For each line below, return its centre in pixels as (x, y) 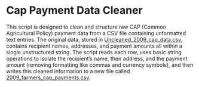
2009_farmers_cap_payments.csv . (48, 77)
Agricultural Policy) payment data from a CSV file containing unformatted (96, 33)
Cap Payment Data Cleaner (74, 10)
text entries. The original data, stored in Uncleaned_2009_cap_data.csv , (94, 39)
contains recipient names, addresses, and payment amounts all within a (94, 46)
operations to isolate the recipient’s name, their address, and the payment (97, 58)
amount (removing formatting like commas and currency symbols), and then (100, 65)
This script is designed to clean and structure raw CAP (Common (86, 27)
